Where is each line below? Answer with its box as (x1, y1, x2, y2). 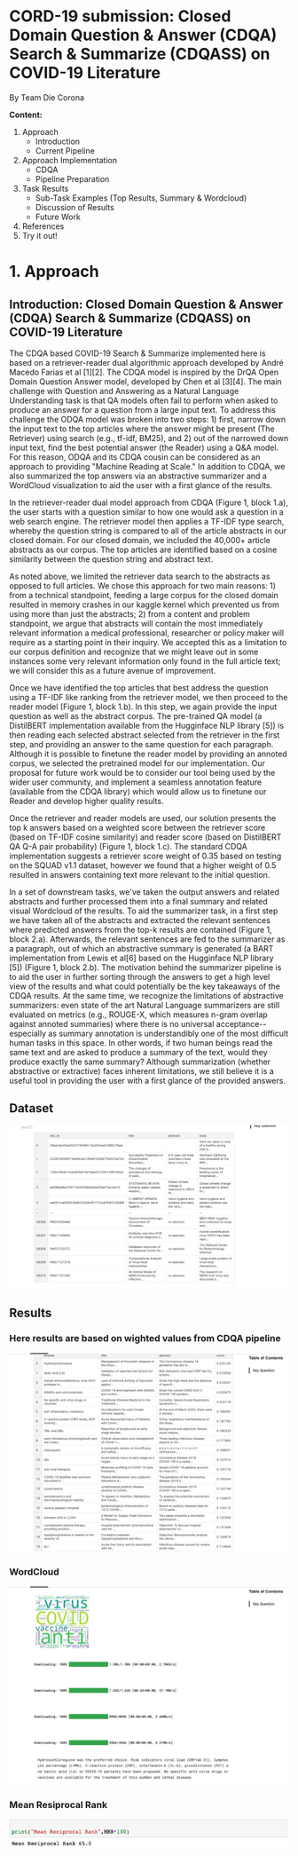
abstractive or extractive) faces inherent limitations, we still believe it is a (9, 1065, 275, 1076)
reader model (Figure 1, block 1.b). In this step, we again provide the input (9, 701, 278, 712)
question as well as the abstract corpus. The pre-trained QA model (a (9, 710, 263, 721)
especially (9, 1028, 47, 1039)
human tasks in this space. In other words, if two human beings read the (9, 1037, 273, 1048)
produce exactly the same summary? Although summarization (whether (9, 1056, 271, 1067)
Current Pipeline (35, 145, 95, 156)
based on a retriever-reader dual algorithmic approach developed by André (9, 357, 284, 367)
